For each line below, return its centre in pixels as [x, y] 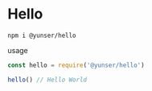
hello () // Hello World [47, 80]
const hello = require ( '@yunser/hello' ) [76, 65]
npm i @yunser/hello [42, 35]
